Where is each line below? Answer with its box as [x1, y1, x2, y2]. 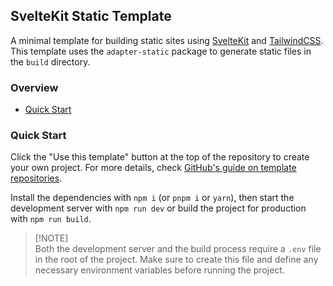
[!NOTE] [34, 232, 69, 244]
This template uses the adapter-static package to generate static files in [10, 45, 312, 57]
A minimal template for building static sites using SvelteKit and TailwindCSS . [10, 34, 324, 46]
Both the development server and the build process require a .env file [34, 243, 322, 255]
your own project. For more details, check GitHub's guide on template [10, 162, 297, 174]
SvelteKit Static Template [10, 8, 172, 25]
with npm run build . [10, 213, 92, 225]
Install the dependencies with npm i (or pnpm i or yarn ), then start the [10, 192, 295, 204]
